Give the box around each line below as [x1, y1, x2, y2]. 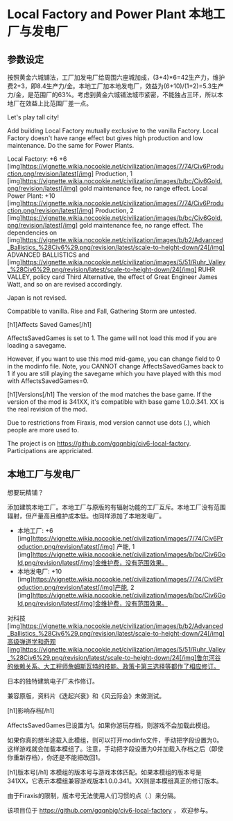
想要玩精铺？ [7, 488, 44, 496]
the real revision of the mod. [7, 405, 88, 413]
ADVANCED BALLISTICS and [7, 251, 89, 259]
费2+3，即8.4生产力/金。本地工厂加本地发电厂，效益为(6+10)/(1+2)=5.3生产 [7, 82, 224, 90]
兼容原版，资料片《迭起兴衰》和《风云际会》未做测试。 [7, 691, 165, 700]
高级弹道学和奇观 [7, 637, 56, 645]
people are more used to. [7, 426, 80, 434]
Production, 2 [95, 206, 134, 214]
